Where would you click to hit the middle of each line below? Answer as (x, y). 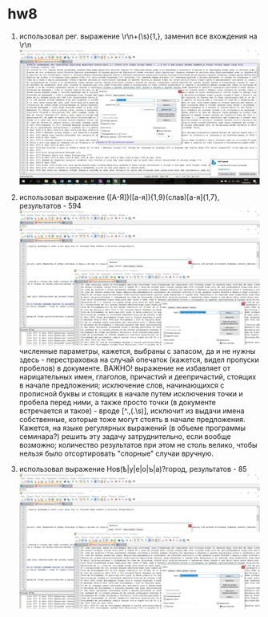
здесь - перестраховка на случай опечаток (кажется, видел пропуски (139, 360)
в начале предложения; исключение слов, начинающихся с (122, 385)
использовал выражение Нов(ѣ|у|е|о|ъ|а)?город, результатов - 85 (133, 469)
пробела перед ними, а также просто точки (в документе (118, 403)
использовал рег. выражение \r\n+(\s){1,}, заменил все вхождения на (138, 36)
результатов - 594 (50, 206)
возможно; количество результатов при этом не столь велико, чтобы (138, 445)
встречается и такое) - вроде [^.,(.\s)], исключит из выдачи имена (132, 411)
